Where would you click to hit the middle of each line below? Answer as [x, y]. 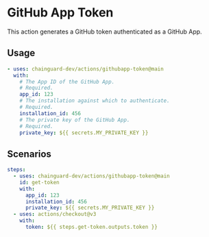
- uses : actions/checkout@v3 [55, 214]
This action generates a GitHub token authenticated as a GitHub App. [104, 32]
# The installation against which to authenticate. [95, 101]
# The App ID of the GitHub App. [67, 82]
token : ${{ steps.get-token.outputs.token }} [91, 227]
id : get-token [39, 182]
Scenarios [29, 154]
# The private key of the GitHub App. [75, 120]
